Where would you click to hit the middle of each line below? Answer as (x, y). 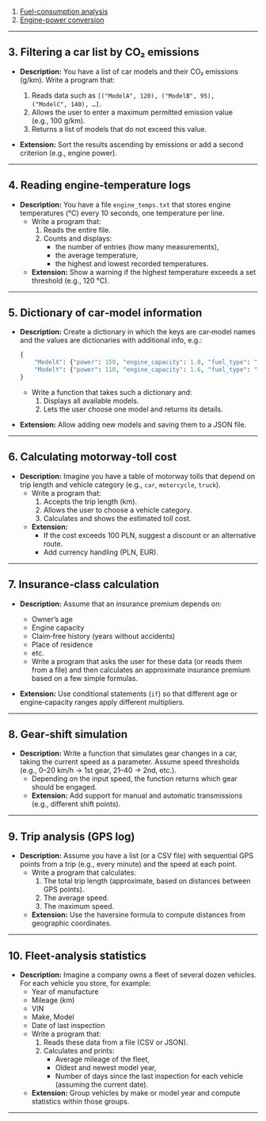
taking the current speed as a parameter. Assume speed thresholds (129, 762)
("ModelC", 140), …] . (66, 103)
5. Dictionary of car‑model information (105, 313)
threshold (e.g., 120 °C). (70, 280)
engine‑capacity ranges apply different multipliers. (102, 702)
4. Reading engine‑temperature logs (100, 186)
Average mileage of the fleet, (103, 1059)
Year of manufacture (65, 992)
